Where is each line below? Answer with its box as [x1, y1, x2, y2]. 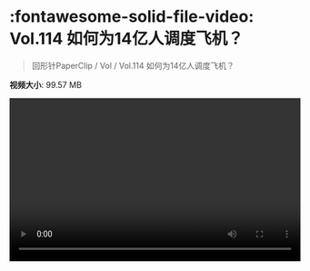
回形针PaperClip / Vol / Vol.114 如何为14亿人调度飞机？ [31, 60, 235, 71]
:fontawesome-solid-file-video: [9, 6, 255, 27]
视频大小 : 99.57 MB [9, 79, 82, 90]
